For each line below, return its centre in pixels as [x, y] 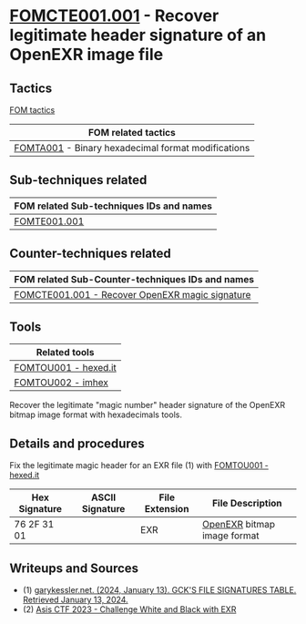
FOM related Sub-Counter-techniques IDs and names [134, 279]
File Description [247, 504]
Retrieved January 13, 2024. [76, 600]
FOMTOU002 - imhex [61, 383]
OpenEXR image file [87, 55]
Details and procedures [77, 443]
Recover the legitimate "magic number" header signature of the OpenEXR [148, 405]
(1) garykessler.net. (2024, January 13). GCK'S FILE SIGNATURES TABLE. [159, 590]
